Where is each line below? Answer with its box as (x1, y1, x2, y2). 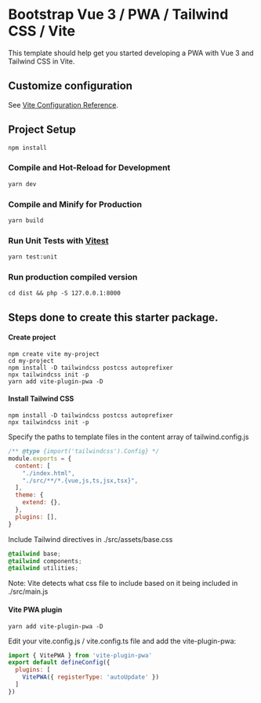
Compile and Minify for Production (8, 199, 143, 210)
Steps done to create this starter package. (8, 310, 219, 324)
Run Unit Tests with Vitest (8, 235, 109, 246)
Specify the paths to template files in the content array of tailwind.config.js (8, 432, 249, 441)
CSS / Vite (8, 22, 76, 40)
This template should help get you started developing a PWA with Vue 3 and (8, 48, 254, 57)
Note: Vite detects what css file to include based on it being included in (8, 579, 238, 588)
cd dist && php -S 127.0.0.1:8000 (8, 289, 121, 298)
